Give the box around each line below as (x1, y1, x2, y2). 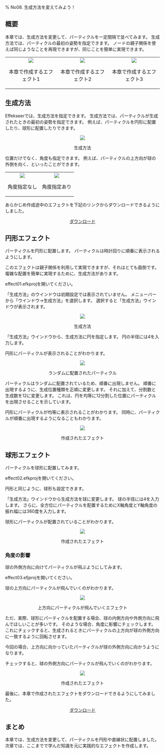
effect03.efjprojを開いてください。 (5, 574, 75, 580)
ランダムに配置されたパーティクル (48, 370, 117, 376)
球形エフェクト (5, 451, 51, 459)
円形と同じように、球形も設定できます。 (5, 485, 87, 492)
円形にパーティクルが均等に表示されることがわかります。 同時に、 (5, 409, 139, 415)
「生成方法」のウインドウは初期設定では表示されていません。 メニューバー (5, 292, 157, 297)
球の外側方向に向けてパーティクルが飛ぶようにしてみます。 (5, 564, 125, 570)
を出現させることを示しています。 (5, 399, 74, 405)
